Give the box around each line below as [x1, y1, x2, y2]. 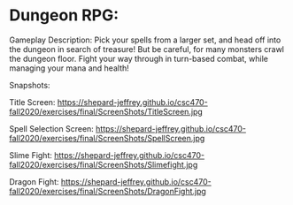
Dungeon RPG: [9, 5, 120, 26]
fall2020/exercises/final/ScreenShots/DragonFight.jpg [9, 186, 206, 196]
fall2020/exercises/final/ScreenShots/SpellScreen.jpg [9, 133, 205, 143]
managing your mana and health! [9, 63, 130, 73]
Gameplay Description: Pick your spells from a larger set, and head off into [9, 34, 281, 45]
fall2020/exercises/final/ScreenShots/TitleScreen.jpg [9, 106, 204, 117]
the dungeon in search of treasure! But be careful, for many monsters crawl [9, 43, 285, 54]
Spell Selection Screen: [9, 123, 95, 133]
